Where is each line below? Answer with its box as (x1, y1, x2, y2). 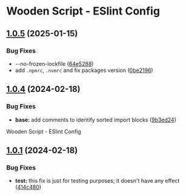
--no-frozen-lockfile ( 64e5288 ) (15, 60, 94, 67)
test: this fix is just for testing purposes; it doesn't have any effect (15, 177, 180, 185)
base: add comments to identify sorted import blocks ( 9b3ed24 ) (15, 116, 177, 123)
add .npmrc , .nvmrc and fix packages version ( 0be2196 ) (15, 67, 153, 74)
